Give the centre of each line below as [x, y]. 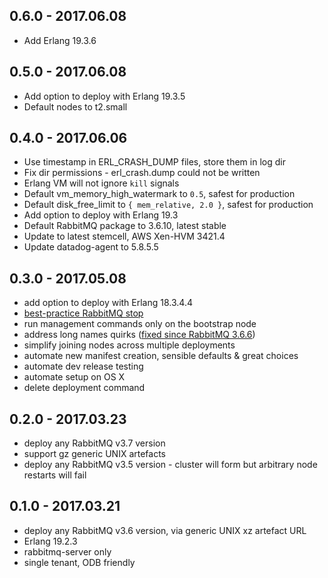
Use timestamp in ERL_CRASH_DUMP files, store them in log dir [154, 162]
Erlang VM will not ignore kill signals [101, 183]
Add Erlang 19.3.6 [60, 40]
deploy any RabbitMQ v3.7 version [94, 443]
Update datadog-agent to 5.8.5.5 [91, 247]
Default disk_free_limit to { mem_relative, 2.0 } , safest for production [168, 205]
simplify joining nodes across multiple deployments [129, 345]
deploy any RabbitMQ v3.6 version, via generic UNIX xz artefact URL [165, 530]
